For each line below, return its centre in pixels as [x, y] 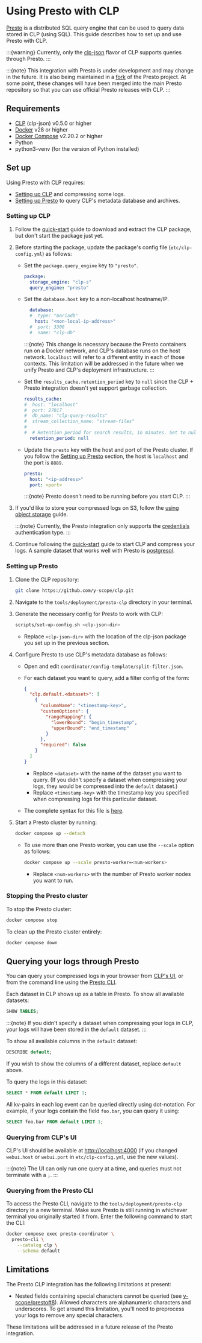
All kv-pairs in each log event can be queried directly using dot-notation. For [101, 1105]
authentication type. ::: [43, 533]
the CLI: [16, 1223]
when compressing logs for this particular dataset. [95, 799]
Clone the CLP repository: [47, 579]
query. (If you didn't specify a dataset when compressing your [110, 779]
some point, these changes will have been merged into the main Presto [94, 83]
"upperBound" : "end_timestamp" [90, 728]
